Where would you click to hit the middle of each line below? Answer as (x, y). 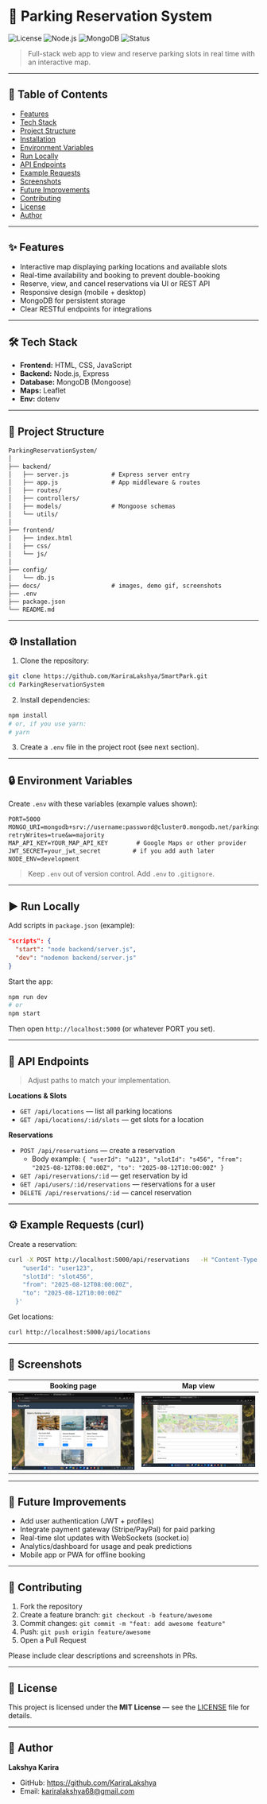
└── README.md (32, 610)
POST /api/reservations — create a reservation (97, 1150)
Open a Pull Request (53, 1640)
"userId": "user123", (58, 1268)
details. (20, 1716)
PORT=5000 (25, 819)
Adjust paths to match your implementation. (99, 1080)
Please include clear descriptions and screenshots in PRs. (103, 1655)
